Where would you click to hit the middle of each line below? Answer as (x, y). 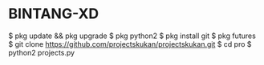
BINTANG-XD (54, 14)
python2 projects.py (41, 52)
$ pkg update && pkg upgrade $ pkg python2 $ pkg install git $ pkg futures (132, 36)
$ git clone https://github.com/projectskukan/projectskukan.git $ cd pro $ (130, 44)
